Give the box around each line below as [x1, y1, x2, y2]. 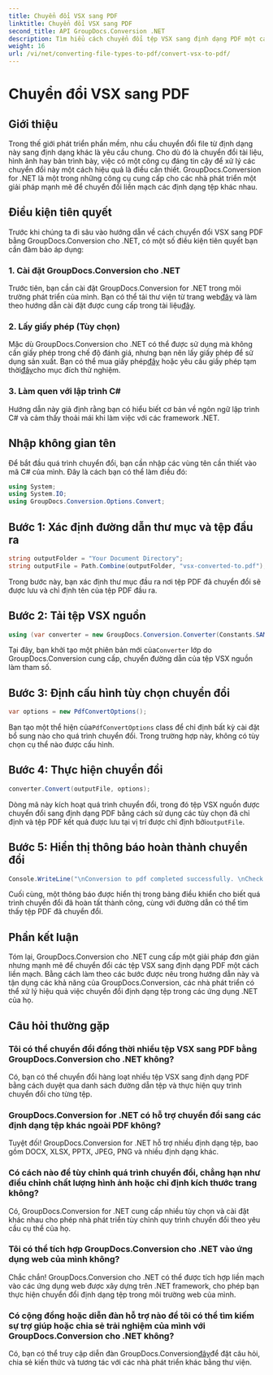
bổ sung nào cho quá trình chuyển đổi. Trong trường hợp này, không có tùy [8, 731, 260, 741]
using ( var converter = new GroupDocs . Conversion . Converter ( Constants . [8, 630, 256, 639]
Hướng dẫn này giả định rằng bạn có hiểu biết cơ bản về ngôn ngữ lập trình [8, 404, 260, 414]
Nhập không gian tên [8, 436, 116, 450]
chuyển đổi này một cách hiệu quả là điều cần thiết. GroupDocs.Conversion [8, 164, 262, 174]
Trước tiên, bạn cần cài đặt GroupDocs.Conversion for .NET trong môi [8, 283, 241, 293]
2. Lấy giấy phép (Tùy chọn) [8, 321, 120, 332]
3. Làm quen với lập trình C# [8, 386, 121, 397]
